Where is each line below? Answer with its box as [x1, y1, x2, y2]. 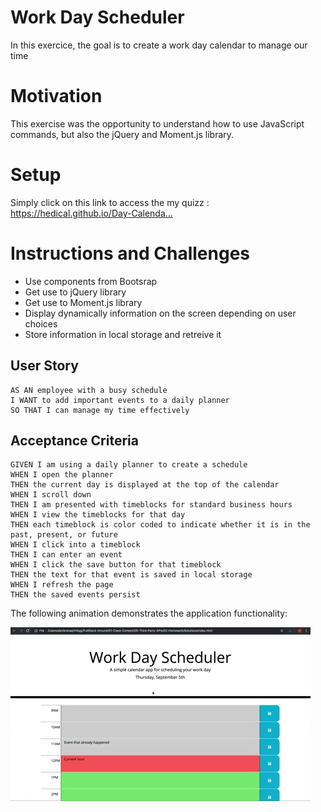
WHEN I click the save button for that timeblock [10, 560, 222, 570]
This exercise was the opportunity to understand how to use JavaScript [10, 117, 305, 130]
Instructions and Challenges [10, 242, 251, 265]
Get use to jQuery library [24, 286, 127, 298]
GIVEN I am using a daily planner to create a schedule [10, 460, 248, 470]
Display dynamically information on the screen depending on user [24, 307, 297, 319]
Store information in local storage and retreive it [24, 328, 222, 340]
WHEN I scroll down [10, 490, 92, 500]
